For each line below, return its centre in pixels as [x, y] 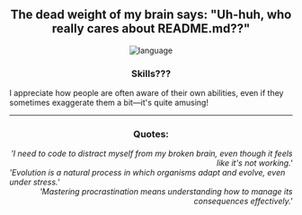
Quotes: [151, 134]
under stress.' [35, 182]
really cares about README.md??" [151, 29]
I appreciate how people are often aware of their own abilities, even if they [147, 93]
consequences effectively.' [243, 202]
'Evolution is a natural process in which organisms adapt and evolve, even [147, 173]
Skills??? [151, 73]
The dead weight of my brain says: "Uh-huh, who [151, 15]
